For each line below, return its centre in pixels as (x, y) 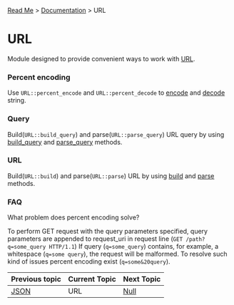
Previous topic (36, 279)
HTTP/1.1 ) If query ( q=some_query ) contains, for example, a (134, 247)
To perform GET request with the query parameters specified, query (108, 232)
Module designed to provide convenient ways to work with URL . (101, 58)
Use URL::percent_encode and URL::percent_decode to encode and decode (116, 93)
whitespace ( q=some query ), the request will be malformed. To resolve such (117, 254)
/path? (195, 239)
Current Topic (92, 279)
